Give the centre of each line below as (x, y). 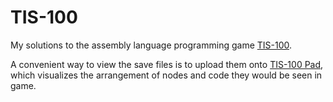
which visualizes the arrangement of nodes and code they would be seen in (166, 75)
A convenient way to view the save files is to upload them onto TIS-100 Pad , (167, 64)
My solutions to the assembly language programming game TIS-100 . (151, 45)
